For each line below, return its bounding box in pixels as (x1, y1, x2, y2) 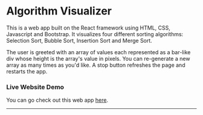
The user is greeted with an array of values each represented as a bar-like (6, 48, 191, 55)
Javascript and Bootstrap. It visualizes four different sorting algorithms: (6, 30, 184, 37)
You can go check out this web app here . (6, 96, 109, 104)
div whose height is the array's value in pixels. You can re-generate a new (6, 55, 190, 62)
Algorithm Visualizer (6, 4, 112, 18)
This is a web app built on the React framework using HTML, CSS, (6, 24, 171, 31)
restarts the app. (6, 67, 48, 75)
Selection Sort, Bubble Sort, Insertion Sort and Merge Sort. (6, 37, 152, 44)
